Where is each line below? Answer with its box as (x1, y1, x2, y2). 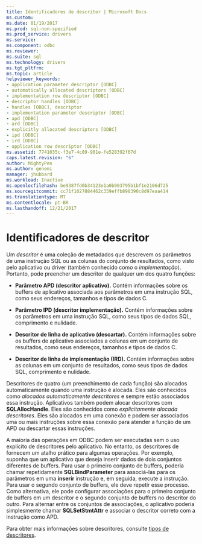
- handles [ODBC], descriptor (6, 104, 83, 110)
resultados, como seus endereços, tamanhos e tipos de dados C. (14, 344, 177, 351)
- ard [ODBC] (6, 121, 39, 127)
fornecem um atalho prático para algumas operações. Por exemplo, (6, 449, 174, 457)
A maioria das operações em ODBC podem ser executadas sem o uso (6, 437, 180, 444)
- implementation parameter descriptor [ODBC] (6, 110, 125, 116)
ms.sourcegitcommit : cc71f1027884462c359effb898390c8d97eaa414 (6, 188, 169, 194)
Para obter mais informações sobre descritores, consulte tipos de (6, 525, 169, 533)
